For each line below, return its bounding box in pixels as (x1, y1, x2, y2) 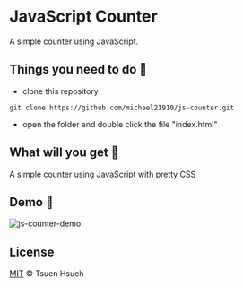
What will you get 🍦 (9, 145, 119, 161)
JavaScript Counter (9, 6, 159, 27)
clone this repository (22, 85, 99, 96)
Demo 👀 (9, 195, 54, 210)
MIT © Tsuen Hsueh (9, 268, 84, 279)
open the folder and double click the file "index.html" (22, 118, 218, 129)
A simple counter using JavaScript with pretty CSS (9, 169, 196, 179)
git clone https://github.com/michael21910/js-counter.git (9, 103, 235, 112)
